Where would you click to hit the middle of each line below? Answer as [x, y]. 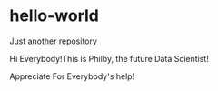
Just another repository [54, 41]
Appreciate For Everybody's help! [72, 76]
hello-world [54, 16]
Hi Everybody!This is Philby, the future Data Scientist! [109, 58]
